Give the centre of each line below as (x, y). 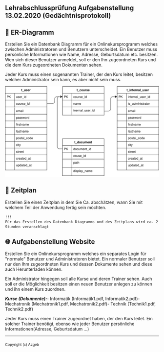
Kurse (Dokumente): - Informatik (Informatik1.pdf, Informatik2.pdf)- (72, 299)
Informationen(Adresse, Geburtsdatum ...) (47, 329)
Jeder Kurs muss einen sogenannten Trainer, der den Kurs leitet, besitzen (79, 74)
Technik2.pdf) (19, 309)
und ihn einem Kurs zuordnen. (35, 289)
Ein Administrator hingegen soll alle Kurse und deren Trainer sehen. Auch (79, 279)
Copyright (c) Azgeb (22, 345)
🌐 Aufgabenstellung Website (50, 242)
